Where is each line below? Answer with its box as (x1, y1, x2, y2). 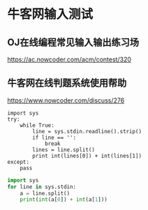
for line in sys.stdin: (7, 183, 77, 190)
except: (7, 158, 30, 165)
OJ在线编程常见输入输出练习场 (7, 36, 140, 48)
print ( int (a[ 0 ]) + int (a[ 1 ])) (20, 196, 108, 203)
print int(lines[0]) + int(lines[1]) (32, 152, 142, 159)
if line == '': (32, 134, 77, 141)
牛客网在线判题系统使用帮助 (7, 77, 127, 89)
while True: (20, 121, 54, 129)
